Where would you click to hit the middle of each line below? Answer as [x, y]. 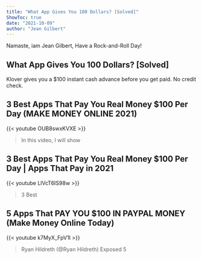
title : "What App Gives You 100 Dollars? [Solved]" [72, 12]
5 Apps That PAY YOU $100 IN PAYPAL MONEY [96, 214]
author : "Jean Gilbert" [36, 29]
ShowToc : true [24, 17]
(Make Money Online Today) [60, 223]
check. [15, 86]
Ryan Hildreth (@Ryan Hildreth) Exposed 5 [74, 249]
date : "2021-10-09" [31, 23]
